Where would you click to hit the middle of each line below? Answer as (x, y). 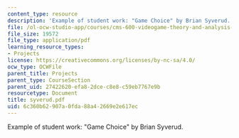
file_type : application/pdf (49, 41)
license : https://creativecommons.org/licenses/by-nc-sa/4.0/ (101, 60)
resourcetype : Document (43, 93)
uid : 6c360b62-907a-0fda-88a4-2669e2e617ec (73, 107)
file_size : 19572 (33, 34)
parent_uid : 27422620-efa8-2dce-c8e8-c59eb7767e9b (84, 87)
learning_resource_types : (46, 47)
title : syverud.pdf (36, 100)
